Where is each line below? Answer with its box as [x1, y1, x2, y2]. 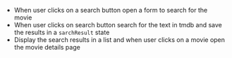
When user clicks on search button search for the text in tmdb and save [13, 21, 222, 29]
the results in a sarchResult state [13, 28, 110, 36]
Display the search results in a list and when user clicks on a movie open [13, 36, 226, 44]
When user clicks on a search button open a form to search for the [13, 6, 208, 14]
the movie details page [13, 43, 81, 51]
